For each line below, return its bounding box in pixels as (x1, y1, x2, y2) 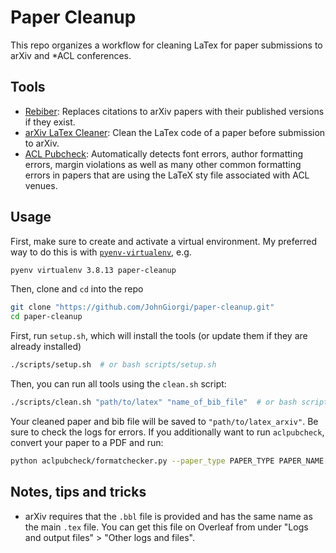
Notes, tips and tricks (10, 484, 147, 501)
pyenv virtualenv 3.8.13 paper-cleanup (10, 265, 177, 275)
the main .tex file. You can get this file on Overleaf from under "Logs (24, 521, 309, 533)
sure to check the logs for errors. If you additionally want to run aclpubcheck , (10, 426, 325, 438)
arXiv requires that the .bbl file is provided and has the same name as (24, 510, 313, 522)
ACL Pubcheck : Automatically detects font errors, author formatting (24, 147, 304, 160)
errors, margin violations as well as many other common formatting (24, 158, 302, 170)
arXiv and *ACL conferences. (10, 49, 132, 61)
